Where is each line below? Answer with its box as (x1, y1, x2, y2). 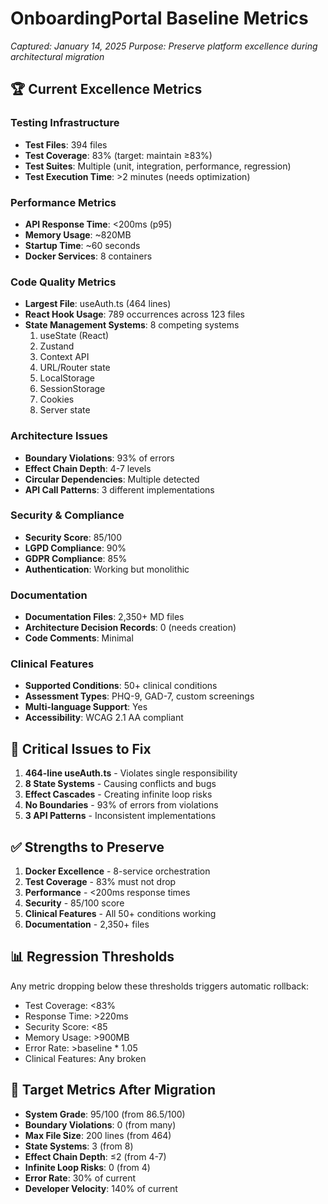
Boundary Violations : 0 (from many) (24, 1118, 177, 1131)
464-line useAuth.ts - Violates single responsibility (24, 767, 238, 779)
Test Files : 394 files (24, 138, 108, 151)
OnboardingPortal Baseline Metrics (10, 7, 309, 30)
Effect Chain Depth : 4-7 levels (24, 462, 152, 474)
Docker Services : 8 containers (24, 250, 153, 262)
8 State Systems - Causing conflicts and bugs (24, 778, 217, 790)
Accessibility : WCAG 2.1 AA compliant (24, 712, 184, 724)
